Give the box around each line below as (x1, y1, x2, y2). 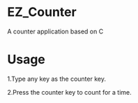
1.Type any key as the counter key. (7, 74, 107, 83)
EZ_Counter (7, 4, 77, 20)
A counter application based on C (7, 27, 104, 35)
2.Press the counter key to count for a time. (7, 88, 132, 96)
